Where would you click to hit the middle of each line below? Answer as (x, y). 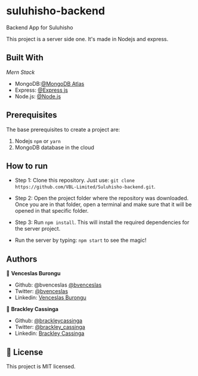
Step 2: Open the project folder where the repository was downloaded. (102, 198)
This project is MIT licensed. (41, 366)
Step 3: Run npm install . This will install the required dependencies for (102, 222)
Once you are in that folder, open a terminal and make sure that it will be (103, 204)
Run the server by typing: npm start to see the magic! (81, 240)
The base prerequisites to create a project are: (63, 129)
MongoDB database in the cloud (54, 147)
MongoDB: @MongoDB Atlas (49, 83)
